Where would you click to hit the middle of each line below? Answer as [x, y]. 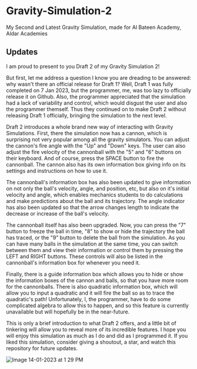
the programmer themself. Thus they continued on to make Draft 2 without [96, 109]
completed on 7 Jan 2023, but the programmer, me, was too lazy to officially [99, 90]
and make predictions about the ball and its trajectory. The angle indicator [96, 201]
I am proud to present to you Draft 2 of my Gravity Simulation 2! [83, 66]
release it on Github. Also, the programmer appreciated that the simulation [96, 96]
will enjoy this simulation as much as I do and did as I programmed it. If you [97, 335]
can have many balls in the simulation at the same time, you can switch [92, 244]
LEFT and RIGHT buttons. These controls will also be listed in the [85, 256]
